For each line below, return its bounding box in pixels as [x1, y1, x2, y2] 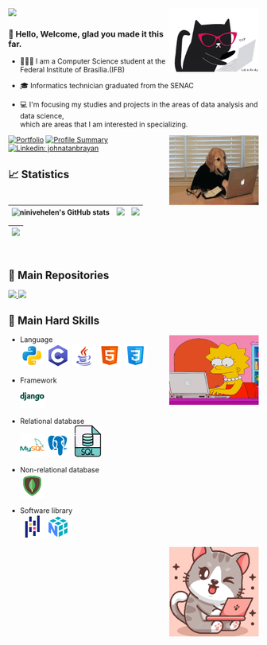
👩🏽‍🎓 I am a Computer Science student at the [19, 56, 166, 66]
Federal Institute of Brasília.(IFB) [19, 65, 126, 75]
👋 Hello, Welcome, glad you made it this [8, 28, 164, 39]
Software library [19, 505, 73, 515]
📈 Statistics [8, 167, 70, 181]
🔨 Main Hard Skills [8, 313, 100, 327]
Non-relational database [19, 464, 99, 474]
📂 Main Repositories [8, 268, 110, 282]
